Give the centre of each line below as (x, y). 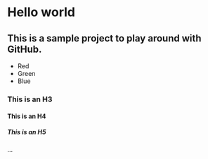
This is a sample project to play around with (104, 38)
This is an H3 (30, 99)
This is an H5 (27, 132)
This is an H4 (27, 116)
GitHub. (25, 49)
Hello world (41, 12)
